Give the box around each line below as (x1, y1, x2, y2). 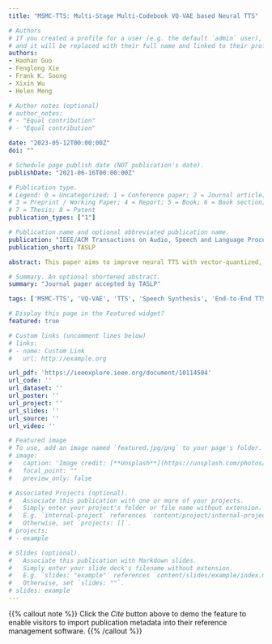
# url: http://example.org (8, 354, 107, 362)
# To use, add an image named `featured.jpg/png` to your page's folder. (8, 444, 263, 452)
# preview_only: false (8, 474, 92, 482)
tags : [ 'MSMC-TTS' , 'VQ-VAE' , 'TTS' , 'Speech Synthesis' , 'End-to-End (8, 295, 252, 303)
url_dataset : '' (8, 384, 63, 392)
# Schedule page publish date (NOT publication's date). (8, 161, 205, 169)
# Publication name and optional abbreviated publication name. (8, 228, 230, 236)
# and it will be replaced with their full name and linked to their (8, 41, 249, 50)
